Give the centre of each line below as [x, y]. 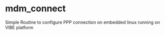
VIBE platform [19, 27]
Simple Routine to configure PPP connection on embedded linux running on [83, 22]
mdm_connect [36, 9]
